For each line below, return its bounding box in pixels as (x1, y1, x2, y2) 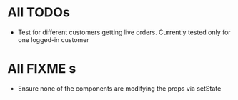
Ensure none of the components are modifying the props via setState (17, 84, 222, 93)
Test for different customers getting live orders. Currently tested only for (17, 28, 231, 36)
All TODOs (7, 4, 70, 21)
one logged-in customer (17, 35, 89, 44)
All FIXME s (7, 61, 76, 77)
